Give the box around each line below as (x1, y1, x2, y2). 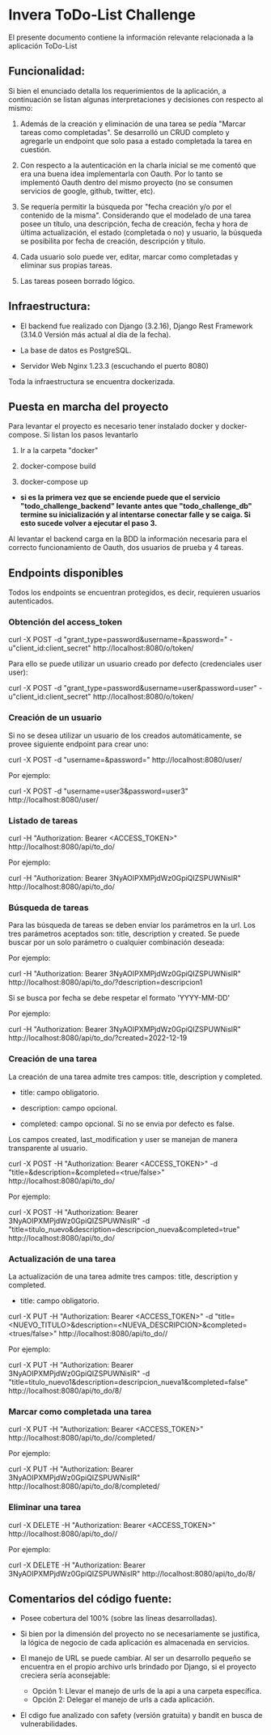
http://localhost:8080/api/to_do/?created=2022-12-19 (8, 1033, 188, 1043)
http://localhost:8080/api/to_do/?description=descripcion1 (8, 977, 203, 988)
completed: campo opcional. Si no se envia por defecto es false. (19, 1119, 235, 1128)
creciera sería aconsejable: (19, 1670, 111, 1680)
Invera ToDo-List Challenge (8, 6, 196, 24)
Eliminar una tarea (8, 1502, 82, 1513)
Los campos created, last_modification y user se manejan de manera (8, 1134, 239, 1144)
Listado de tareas (8, 815, 78, 826)
